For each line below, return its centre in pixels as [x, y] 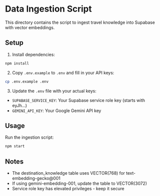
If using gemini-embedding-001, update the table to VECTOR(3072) [80, 183]
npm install [17, 63]
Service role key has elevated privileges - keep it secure [68, 188]
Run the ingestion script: [30, 137]
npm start [15, 147]
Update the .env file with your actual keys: [54, 91]
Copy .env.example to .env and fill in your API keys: [63, 73]
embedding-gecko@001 [36, 178]
